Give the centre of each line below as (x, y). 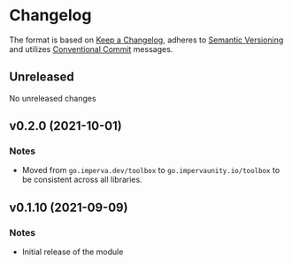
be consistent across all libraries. (82, 180)
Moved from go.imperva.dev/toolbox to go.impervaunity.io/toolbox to (151, 170)
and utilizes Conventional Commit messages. (91, 49)
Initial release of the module (73, 252)
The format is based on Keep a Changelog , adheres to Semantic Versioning (146, 40)
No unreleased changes (53, 98)
